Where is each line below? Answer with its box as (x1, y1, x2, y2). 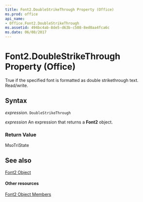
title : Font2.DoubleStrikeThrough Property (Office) (5, 7, 114, 12)
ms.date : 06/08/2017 (5, 30, 47, 35)
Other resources (5, 181, 39, 186)
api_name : (5, 16, 25, 21)
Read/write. (5, 82, 28, 88)
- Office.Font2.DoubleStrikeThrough (5, 20, 79, 26)
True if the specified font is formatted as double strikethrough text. (5, 77, 139, 83)
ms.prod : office (5, 12, 38, 17)
